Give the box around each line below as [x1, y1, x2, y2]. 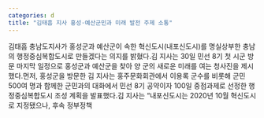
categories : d [8, 11, 55, 20]
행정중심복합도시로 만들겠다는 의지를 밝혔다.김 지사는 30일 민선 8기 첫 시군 [16, 51, 246, 61]
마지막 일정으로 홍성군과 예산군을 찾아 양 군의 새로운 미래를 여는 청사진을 [16, 61, 240, 71]
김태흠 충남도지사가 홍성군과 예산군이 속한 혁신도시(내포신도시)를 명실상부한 [8, 41, 241, 51]
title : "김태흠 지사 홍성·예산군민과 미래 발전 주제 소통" [8, 19, 173, 27]
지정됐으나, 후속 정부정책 [16, 100, 93, 110]
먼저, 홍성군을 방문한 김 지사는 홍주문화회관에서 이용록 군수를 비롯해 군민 [22, 71, 246, 80]
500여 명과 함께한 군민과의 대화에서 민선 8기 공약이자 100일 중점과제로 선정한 [8, 80, 247, 90]
